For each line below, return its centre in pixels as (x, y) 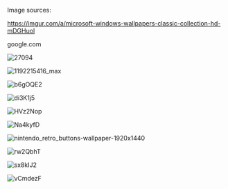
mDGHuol (21, 31)
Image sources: (29, 10)
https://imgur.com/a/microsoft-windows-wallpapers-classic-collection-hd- (114, 23)
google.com (24, 44)
